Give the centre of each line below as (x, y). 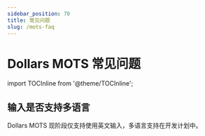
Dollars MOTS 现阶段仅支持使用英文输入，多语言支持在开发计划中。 (105, 125)
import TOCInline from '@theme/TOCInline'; (70, 83)
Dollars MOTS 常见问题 (74, 63)
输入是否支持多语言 (49, 107)
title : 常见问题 (29, 20)
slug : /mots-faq (31, 27)
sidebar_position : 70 (39, 14)
